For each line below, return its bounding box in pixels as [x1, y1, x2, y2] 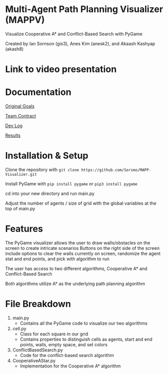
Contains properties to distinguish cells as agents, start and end [20, 336, 152, 342]
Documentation [5, 86, 72, 98]
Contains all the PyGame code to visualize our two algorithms [20, 320, 147, 326]
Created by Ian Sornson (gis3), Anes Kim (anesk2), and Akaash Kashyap [5, 40, 155, 46]
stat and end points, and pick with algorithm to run [5, 255, 110, 262]
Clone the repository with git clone [5, 167, 79, 172]
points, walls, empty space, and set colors [20, 341, 108, 347]
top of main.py [5, 206, 35, 212]
